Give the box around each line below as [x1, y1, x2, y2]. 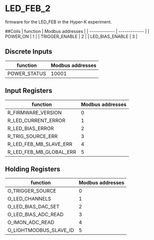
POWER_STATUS [7, 70, 46, 77]
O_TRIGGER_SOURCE [7, 188, 57, 194]
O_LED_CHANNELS [7, 195, 51, 202]
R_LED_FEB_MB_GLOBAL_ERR [7, 148, 76, 155]
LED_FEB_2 [5, 3, 51, 14]
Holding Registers [5, 165, 61, 173]
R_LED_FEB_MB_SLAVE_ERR [7, 141, 73, 147]
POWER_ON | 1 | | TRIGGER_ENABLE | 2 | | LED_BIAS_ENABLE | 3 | [5, 33, 137, 39]
